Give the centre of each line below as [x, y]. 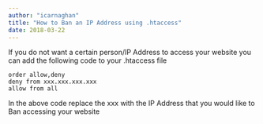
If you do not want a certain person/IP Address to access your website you [130, 53]
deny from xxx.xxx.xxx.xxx [53, 82]
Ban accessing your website [54, 111]
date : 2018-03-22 [37, 30]
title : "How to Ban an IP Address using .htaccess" [95, 23]
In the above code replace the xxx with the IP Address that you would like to [131, 104]
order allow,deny [37, 75]
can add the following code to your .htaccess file [88, 60]
